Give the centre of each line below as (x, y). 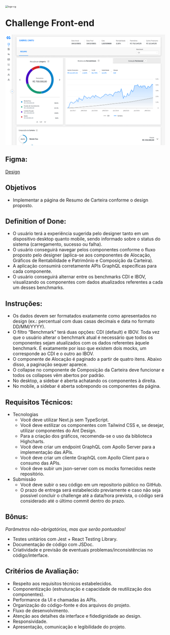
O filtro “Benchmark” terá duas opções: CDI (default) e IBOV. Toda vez (86, 332)
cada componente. (32, 271)
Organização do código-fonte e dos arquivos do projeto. (72, 605)
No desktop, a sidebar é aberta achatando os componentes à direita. (84, 381)
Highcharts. (32, 441)
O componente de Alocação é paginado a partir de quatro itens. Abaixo (87, 359)
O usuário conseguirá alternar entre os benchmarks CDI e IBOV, (79, 277)
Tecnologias (25, 414)
